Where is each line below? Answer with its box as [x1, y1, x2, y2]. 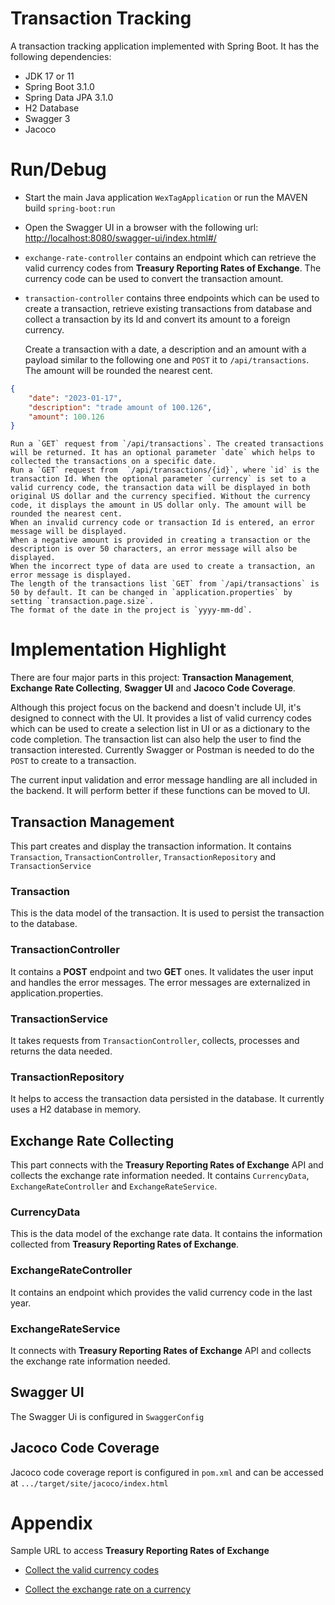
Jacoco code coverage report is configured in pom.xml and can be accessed [10, 1466, 324, 1478]
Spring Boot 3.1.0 [24, 80, 95, 92]
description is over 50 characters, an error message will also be [10, 544, 298, 554]
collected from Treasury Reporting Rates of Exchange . [10, 1238, 240, 1251]
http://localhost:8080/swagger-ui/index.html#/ [24, 232, 217, 244]
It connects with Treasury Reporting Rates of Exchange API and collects [10, 1344, 312, 1356]
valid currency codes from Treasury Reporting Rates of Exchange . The [24, 262, 322, 274]
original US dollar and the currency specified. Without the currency [10, 492, 311, 502]
